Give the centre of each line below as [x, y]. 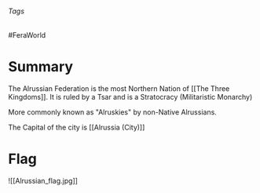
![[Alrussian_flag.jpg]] [43, 181]
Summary [40, 67]
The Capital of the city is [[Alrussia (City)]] [77, 127]
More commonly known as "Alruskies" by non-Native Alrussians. [113, 112]
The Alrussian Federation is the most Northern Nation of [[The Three [119, 89]
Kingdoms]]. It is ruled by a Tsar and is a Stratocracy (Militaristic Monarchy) [130, 97]
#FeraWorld [27, 35]
